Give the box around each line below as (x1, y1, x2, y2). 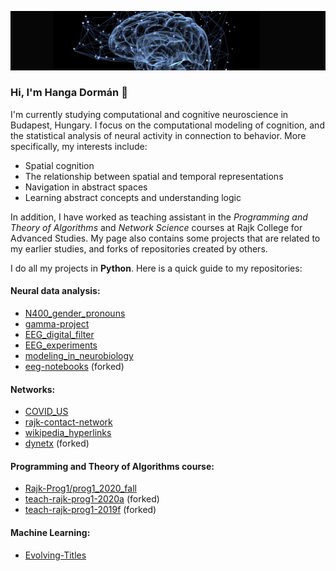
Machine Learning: (10, 527, 91, 538)
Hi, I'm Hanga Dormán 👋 (10, 86, 128, 100)
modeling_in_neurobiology (24, 350, 134, 361)
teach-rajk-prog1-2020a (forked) (24, 493, 160, 505)
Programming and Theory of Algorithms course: (10, 460, 215, 472)
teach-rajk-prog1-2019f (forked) (24, 504, 157, 516)
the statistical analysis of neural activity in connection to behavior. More (10, 129, 307, 141)
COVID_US (24, 406, 69, 418)
